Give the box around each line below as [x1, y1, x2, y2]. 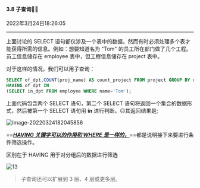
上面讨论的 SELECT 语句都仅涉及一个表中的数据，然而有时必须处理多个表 [6, 38, 186, 45]
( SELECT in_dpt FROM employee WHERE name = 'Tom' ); [6, 88, 132, 94]
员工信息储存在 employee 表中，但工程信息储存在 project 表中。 [6, 53, 163, 60]
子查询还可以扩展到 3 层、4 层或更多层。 [20, 175, 121, 182]
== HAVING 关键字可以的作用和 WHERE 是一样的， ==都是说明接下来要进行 [6, 131, 189, 138]
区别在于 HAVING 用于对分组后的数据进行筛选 [6, 151, 118, 158]
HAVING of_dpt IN [6, 83, 49, 89]
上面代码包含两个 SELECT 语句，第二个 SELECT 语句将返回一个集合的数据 [6, 100, 187, 107]
